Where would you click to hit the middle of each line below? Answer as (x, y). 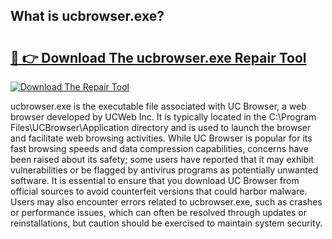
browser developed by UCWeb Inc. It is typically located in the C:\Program (163, 117)
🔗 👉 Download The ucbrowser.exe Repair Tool (158, 57)
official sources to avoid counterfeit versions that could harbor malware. (159, 191)
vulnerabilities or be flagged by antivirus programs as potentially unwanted (164, 170)
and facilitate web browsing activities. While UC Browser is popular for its (161, 138)
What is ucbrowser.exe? (87, 16)
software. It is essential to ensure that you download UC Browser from (155, 180)
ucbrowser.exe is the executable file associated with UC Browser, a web (158, 106)
